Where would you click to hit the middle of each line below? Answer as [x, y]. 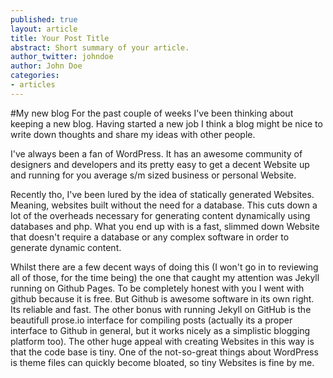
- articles [33, 85]
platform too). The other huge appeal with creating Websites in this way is [162, 341]
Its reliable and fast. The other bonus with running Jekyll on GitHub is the [161, 309]
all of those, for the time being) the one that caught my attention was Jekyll [165, 277]
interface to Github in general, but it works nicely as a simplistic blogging [160, 330]
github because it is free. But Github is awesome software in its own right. [162, 298]
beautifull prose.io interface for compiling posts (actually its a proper [151, 320]
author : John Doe [46, 66]
